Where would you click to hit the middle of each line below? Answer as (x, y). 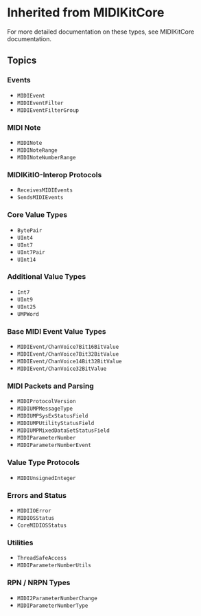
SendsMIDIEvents (40, 198)
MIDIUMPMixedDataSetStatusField (63, 431)
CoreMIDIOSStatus (42, 525)
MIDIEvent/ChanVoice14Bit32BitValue (69, 362)
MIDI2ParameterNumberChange (57, 598)
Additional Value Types (47, 277)
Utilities (20, 543)
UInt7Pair (31, 252)
